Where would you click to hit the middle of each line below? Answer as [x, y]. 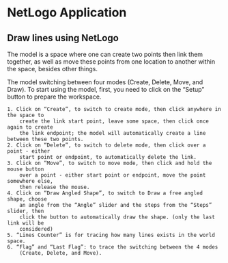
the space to [26, 115]
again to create [30, 127]
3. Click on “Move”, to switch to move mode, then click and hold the [110, 163]
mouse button [26, 169]
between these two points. [45, 139]
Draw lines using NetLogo [63, 38]
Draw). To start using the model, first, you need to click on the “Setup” [106, 89]
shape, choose [27, 199]
